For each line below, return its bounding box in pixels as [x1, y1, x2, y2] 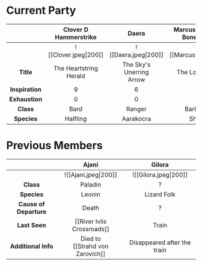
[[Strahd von [73, 242, 109, 250]
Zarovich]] [76, 249, 106, 258]
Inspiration [10, 85, 42, 93]
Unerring [124, 67, 149, 76]
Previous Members [6, 139, 103, 152]
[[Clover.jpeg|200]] [47, 51, 104, 59]
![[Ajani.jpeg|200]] [64, 170, 117, 179]
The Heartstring [53, 64, 98, 72]
